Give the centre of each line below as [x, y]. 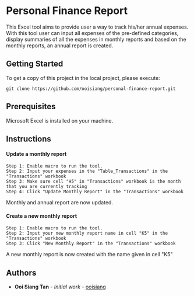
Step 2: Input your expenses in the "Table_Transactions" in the [87, 171]
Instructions [29, 139]
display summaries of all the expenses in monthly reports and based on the [96, 39]
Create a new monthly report [42, 216]
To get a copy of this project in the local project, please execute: [83, 78]
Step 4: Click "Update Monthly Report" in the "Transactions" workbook [95, 192]
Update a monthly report [36, 154]
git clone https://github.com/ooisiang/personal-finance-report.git [91, 89]
